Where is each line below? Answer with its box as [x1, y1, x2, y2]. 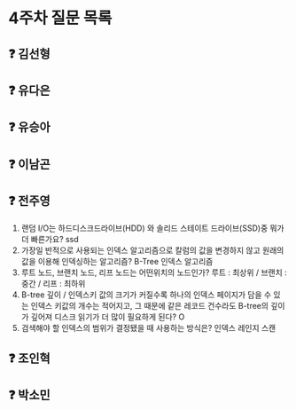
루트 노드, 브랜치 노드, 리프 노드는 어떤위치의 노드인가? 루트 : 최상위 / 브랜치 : [20, 267, 287, 278]
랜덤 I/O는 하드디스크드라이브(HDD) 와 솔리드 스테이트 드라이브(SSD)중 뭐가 [20, 223, 284, 233]
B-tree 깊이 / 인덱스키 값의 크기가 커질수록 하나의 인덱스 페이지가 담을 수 [20, 289, 272, 300]
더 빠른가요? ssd [20, 233, 79, 244]
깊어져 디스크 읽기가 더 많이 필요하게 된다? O [30, 311, 185, 322]
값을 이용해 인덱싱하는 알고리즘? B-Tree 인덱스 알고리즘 [20, 256, 214, 266]
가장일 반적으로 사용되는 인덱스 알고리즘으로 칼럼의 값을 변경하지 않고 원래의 [20, 245, 284, 256]
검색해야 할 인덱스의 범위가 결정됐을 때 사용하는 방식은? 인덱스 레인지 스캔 [20, 322, 277, 333]
